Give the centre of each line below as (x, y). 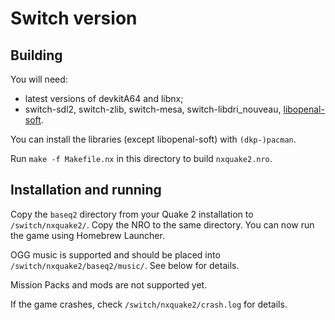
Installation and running (86, 190)
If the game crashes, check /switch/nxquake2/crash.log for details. (149, 304)
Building (36, 55)
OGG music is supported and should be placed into (115, 254)
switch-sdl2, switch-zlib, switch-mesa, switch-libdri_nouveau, (153, 109)
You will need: (39, 79)
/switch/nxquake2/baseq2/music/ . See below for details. (125, 265)
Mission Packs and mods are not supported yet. (109, 284)
